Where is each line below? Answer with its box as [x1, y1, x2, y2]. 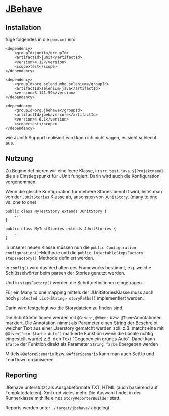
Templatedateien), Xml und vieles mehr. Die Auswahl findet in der [5, 389, 141, 396]
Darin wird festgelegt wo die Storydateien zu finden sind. [5, 305, 124, 311]
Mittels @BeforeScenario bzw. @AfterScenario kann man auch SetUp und [5, 351, 155, 357]
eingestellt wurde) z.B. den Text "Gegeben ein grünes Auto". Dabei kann [5, 336, 155, 342]
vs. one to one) [5, 199, 37, 205]
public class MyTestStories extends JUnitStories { [5, 226, 116, 231]
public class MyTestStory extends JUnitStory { [5, 209, 107, 214]
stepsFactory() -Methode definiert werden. [5, 255, 94, 261]
